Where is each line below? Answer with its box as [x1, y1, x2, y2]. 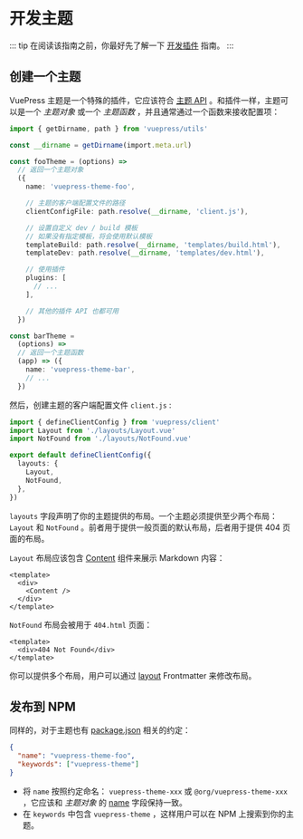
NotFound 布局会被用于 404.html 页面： [9, 619, 153, 630]
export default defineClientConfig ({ [9, 450, 152, 460]
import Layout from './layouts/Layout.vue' [9, 426, 176, 435]
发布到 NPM [9, 699, 77, 714]
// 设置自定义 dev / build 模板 [25, 223, 138, 232]
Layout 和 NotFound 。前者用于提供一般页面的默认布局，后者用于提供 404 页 [9, 522, 291, 533]
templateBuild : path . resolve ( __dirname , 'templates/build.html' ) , [25, 240, 281, 249]
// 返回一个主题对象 [17, 165, 84, 175]
